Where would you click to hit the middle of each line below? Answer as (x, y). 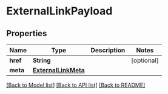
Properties (27, 33)
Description (108, 50)
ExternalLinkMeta (59, 70)
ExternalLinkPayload (59, 11)
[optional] (145, 60)
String (42, 60)
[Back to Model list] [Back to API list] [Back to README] (76, 85)
